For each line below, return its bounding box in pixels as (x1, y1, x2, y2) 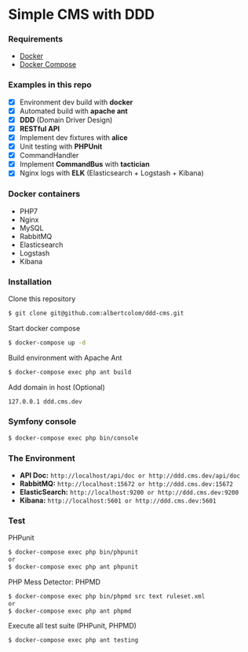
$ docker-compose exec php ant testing (8, 636, 139, 644)
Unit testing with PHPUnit (19, 142, 103, 151)
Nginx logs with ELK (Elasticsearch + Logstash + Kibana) (19, 168, 204, 178)
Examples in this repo (8, 79, 92, 90)
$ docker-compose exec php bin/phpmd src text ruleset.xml (8, 592, 206, 600)
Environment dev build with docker (19, 97, 133, 107)
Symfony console (8, 416, 77, 427)
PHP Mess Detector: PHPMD (8, 576, 100, 587)
